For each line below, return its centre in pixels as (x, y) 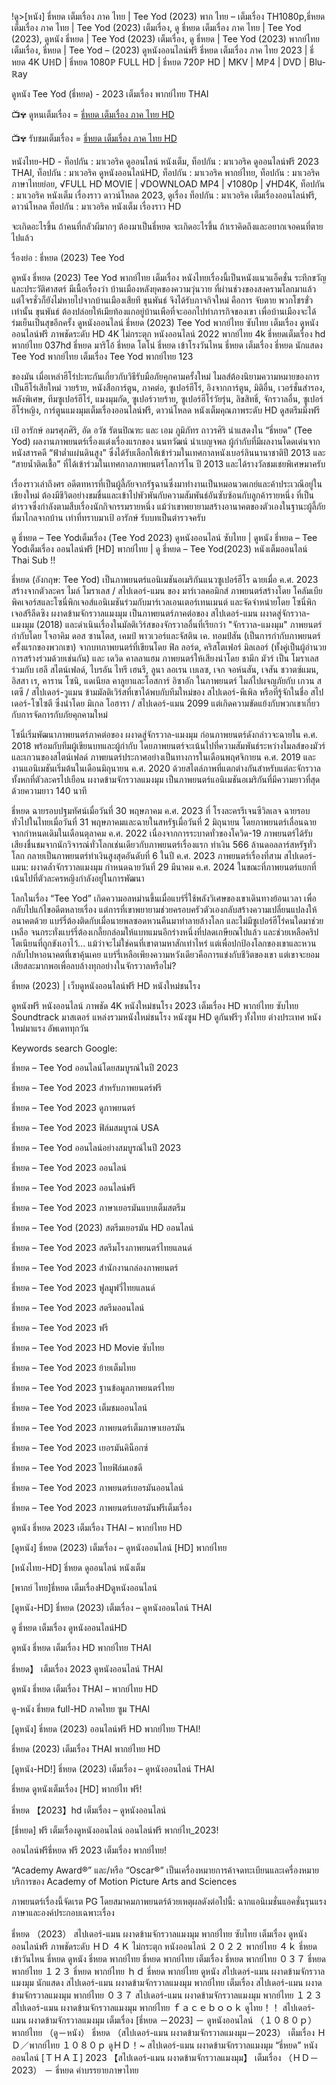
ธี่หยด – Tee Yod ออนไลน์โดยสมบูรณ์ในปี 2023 (95, 1067)
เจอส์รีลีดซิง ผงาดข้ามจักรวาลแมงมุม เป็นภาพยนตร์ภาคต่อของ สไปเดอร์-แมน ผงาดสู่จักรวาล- (161, 613)
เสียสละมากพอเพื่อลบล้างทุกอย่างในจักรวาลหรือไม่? (94, 965)
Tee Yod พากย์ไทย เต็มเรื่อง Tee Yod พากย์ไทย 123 (102, 356)
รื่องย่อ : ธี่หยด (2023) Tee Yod (68, 257)
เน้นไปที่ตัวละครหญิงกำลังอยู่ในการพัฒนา (78, 878)
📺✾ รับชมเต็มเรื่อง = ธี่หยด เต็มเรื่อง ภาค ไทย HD (94, 138)
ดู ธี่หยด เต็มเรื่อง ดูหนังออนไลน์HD (69, 1627)
